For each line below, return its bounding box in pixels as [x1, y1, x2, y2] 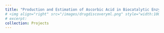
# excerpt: [5, 16, 27, 21]
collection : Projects [5, 20, 49, 26]
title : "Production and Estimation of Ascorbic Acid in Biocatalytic [5, 7, 150, 12]
